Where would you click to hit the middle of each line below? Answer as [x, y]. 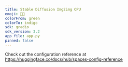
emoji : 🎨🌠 [15, 14]
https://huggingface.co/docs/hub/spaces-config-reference [64, 59]
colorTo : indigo [21, 23]
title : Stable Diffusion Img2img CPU [43, 9]
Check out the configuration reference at [46, 54]
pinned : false [19, 41]
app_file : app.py [22, 36]
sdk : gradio [17, 27]
